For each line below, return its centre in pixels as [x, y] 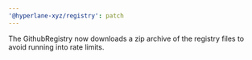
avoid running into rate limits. [56, 47]
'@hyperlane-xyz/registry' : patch [66, 16]
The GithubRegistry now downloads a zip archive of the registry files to [126, 38]
